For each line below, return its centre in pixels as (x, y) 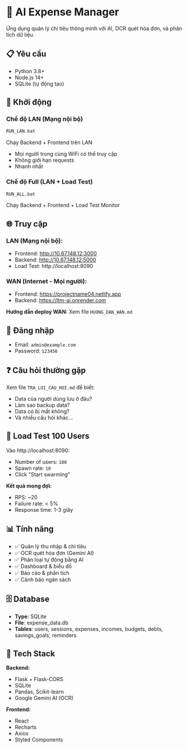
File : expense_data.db (42, 623)
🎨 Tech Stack (31, 654)
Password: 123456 (36, 351)
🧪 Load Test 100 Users (48, 436)
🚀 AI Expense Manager (63, 12)
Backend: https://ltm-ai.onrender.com (60, 300)
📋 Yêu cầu (26, 54)
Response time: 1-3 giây (44, 509)
